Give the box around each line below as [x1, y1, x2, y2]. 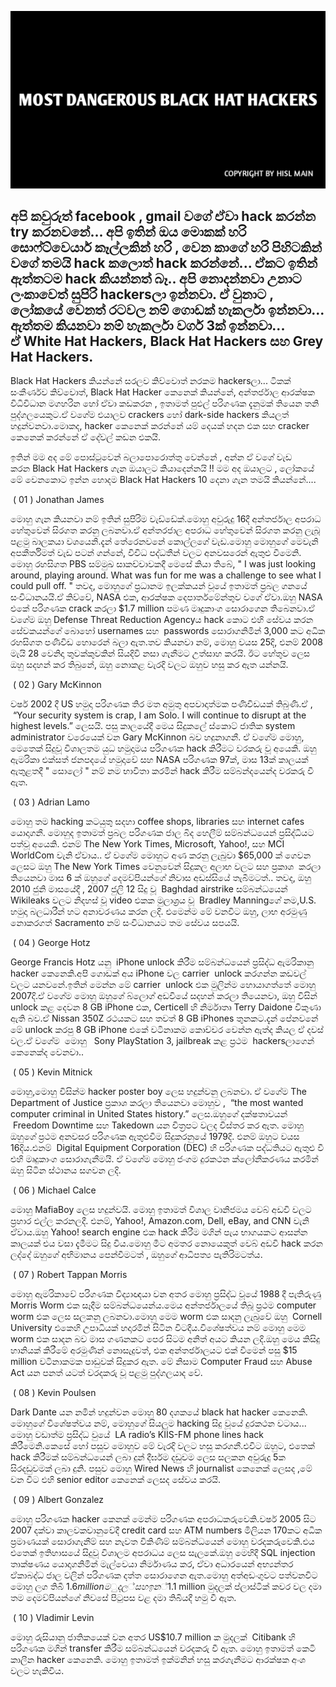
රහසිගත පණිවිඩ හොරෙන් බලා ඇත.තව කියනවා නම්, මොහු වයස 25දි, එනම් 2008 [10, 636, 323, 648]
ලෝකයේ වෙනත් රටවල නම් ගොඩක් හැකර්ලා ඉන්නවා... [10, 301, 325, 318]
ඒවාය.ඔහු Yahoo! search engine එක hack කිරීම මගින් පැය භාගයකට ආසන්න [10, 1226, 308, 1238]
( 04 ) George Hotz [12, 937, 91, 949]
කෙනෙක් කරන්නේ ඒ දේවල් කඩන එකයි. [10, 431, 161, 443]
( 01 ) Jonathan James [12, 494, 105, 506]
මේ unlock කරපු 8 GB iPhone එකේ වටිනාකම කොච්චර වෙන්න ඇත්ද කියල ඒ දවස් [10, 1024, 324, 1036]
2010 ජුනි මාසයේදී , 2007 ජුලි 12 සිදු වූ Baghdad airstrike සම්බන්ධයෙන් [10, 883, 288, 895]
